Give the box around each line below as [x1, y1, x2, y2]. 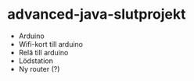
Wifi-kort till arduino [18, 39, 84, 48]
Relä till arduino [18, 48, 69, 57]
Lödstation [18, 56, 54, 65]
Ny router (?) [18, 64, 60, 73]
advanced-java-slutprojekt [7, 5, 186, 23]
